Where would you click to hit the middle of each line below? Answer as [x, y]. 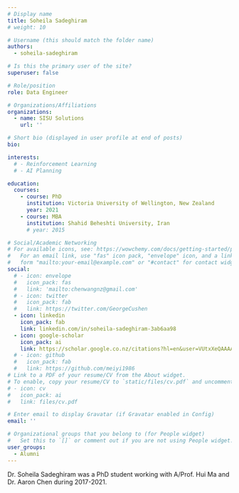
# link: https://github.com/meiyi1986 [74, 369]
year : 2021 [42, 210]
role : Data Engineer [38, 92]
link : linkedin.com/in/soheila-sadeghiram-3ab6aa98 [98, 328]
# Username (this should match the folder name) [81, 40]
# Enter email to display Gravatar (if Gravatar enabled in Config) [111, 415]
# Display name [30, 14]
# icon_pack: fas [43, 282]
